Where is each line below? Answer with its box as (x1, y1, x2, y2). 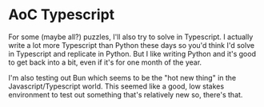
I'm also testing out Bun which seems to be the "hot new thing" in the (8, 73, 237, 82)
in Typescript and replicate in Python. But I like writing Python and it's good (8, 49, 256, 58)
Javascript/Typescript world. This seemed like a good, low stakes (8, 81, 225, 91)
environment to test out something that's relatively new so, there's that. (8, 89, 243, 99)
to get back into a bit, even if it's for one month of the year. (8, 57, 202, 67)
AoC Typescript (8, 6, 115, 24)
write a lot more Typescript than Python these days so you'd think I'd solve (8, 40, 254, 50)
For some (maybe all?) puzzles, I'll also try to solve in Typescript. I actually (8, 32, 254, 42)
